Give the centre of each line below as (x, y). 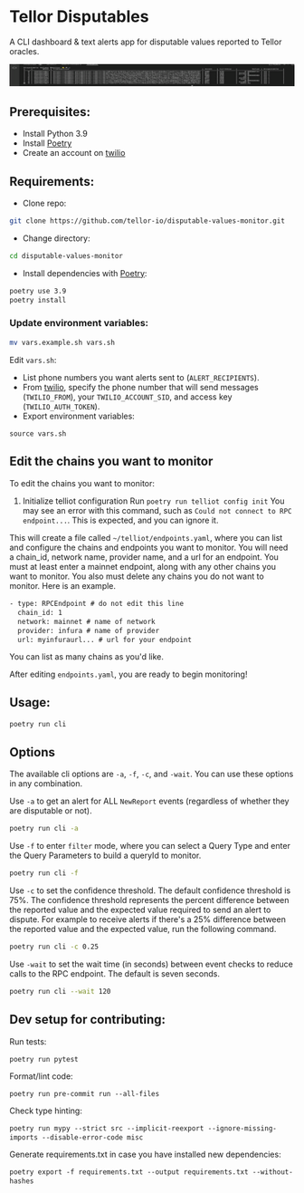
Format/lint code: (42, 1076)
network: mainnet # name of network (86, 621)
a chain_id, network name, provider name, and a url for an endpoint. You (144, 557)
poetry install (38, 300)
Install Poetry (47, 143)
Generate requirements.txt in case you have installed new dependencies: (146, 1154)
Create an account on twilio (74, 153)
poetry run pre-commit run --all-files (85, 1093)
